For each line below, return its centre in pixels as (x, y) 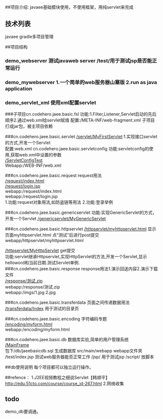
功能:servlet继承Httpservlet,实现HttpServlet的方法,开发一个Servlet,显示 (76, 256)
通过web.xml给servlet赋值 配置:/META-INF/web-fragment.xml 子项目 (86, 120)
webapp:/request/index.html (33, 191)
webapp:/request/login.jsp (31, 196)
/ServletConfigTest (24, 160)
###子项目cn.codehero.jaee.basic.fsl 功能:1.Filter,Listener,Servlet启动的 (77, 114)
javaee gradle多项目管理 (29, 36)
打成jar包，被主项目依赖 (29, 126)
